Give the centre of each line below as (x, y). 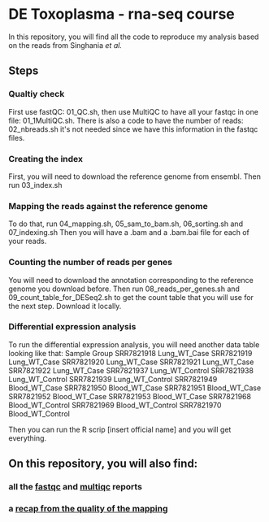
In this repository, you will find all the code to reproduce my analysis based (134, 37)
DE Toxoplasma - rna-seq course (122, 14)
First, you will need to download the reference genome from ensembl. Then (135, 176)
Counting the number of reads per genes (91, 263)
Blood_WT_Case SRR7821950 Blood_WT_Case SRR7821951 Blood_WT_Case (135, 388)
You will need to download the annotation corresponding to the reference (131, 280)
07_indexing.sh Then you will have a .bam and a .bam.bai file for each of (129, 233)
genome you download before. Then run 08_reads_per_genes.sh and (124, 289)
